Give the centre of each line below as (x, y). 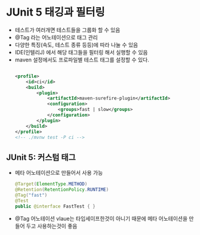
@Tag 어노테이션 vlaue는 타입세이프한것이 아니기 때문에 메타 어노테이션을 (101, 218)
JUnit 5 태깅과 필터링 (56, 12)
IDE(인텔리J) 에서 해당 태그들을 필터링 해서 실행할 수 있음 (81, 52)
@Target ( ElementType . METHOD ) (51, 184)
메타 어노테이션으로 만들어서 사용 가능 (59, 173)
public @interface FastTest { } (55, 206)
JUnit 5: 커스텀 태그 (41, 157)
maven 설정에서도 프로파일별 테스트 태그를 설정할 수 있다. (82, 60)
